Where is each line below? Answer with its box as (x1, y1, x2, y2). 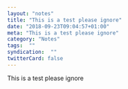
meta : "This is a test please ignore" (7, 29, 119, 37)
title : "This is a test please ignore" (7, 17, 122, 23)
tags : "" (7, 42, 36, 49)
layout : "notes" (7, 10, 54, 17)
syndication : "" (7, 49, 57, 56)
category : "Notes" (7, 36, 60, 43)
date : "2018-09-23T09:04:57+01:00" (7, 23, 110, 30)
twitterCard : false (7, 55, 64, 62)
